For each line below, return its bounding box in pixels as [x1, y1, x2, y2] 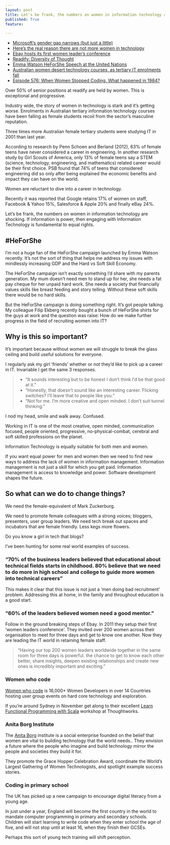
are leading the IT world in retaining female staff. [5, 637, 106, 643]
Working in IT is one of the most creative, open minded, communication [5, 422, 154, 429]
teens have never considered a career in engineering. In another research [5, 149, 159, 155]
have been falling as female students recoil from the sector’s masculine [5, 113, 154, 120]
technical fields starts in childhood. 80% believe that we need [5, 562, 161, 569]
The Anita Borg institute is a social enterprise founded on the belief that [5, 732, 154, 738]
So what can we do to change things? [5, 489, 125, 498]
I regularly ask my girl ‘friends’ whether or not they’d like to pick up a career [5, 361, 163, 367]
